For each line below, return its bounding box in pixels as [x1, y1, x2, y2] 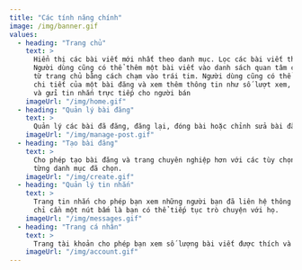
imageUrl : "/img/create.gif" [25, 172, 135, 181]
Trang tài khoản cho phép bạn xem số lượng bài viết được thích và [32, 239, 292, 248]
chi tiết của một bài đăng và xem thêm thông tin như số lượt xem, [32, 80, 292, 89]
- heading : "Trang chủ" [17, 38, 106, 48]
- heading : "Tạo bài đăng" [17, 139, 119, 148]
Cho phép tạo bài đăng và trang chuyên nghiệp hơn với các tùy [32, 155, 276, 165]
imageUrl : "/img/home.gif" [25, 96, 127, 106]
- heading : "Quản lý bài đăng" [17, 105, 135, 114]
